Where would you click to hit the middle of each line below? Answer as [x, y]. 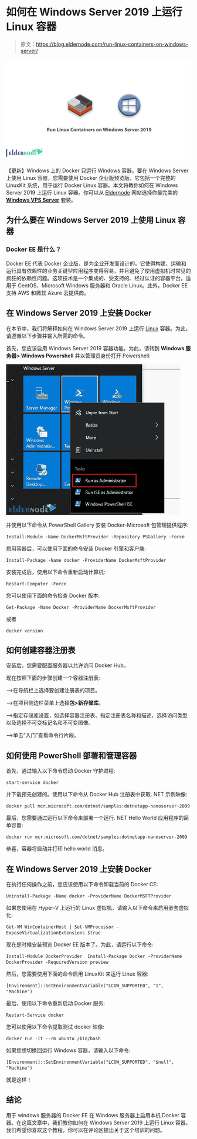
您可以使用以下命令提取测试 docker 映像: [55, 1027]
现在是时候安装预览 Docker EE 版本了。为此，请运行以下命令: [80, 944]
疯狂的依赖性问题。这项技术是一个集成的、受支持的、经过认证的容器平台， [96, 278]
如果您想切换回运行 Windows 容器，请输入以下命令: [68, 1050]
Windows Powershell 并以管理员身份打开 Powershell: [86, 356]
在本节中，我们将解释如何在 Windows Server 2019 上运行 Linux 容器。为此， [98, 328]
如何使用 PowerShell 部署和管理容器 [72, 756]
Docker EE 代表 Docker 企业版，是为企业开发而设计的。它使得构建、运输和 [96, 263]
